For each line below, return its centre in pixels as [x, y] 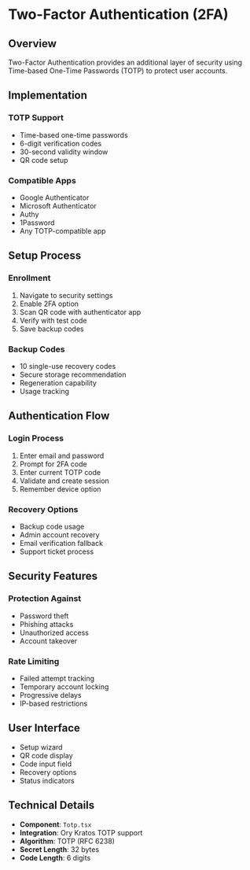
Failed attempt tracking [57, 678]
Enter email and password [62, 455]
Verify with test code [53, 320]
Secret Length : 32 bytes [59, 849]
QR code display [46, 755]
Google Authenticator [54, 197]
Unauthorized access [54, 632]
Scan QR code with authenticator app [80, 312]
